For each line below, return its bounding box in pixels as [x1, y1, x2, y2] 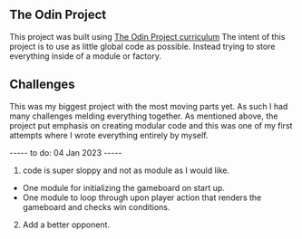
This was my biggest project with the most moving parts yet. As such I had [9, 100, 288, 111]
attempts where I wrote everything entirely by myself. [9, 129, 209, 140]
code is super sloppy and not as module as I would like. [22, 165, 230, 176]
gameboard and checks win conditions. [22, 201, 170, 212]
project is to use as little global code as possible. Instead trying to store [9, 41, 276, 52]
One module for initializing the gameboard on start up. [22, 182, 225, 193]
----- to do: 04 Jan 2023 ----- [9, 147, 122, 158]
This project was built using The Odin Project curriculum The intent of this [9, 31, 286, 42]
